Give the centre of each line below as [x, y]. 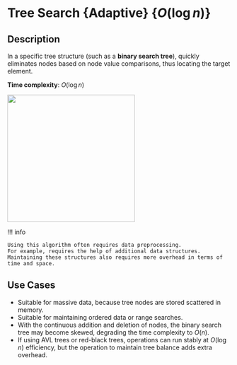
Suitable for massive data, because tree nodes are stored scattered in [119, 302]
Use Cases [31, 285]
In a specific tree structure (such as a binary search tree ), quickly [103, 56]
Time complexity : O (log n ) [46, 85]
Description [34, 39]
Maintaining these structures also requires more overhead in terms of [115, 257]
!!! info [17, 232]
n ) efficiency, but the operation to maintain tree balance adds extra [115, 347]
